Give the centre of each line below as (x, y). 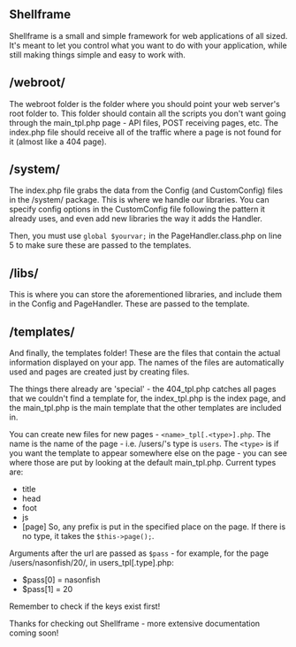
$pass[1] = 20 (47, 589)
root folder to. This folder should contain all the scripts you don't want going (148, 113)
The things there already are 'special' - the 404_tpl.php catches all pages (143, 389)
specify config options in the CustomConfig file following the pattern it (137, 209)
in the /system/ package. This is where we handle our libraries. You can (139, 200)
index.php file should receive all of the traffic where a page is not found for (145, 132)
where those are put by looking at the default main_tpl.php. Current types (143, 463)
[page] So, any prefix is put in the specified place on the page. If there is (154, 527)
